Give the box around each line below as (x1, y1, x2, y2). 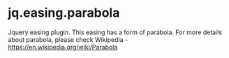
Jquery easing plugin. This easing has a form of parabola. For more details (8, 28, 223, 36)
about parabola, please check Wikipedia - (8, 35, 128, 43)
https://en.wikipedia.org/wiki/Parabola (8, 43, 118, 51)
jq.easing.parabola (8, 5, 120, 21)
